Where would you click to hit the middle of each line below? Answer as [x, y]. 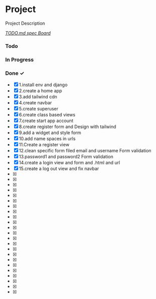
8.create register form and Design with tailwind [68, 127]
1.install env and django [43, 85]
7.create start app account [46, 121]
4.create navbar [35, 103]
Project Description [25, 23]
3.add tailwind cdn [38, 97]
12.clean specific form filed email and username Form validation [85, 151]
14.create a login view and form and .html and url [69, 163]
